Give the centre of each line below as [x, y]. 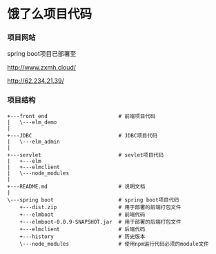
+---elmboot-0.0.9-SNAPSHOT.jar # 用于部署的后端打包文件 [100, 222]
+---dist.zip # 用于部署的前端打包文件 [100, 207]
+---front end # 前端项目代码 [81, 116]
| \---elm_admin [33, 141]
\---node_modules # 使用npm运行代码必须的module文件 [114, 244]
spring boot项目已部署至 [42, 54]
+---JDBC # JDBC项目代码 [82, 135]
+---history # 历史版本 [82, 236]
